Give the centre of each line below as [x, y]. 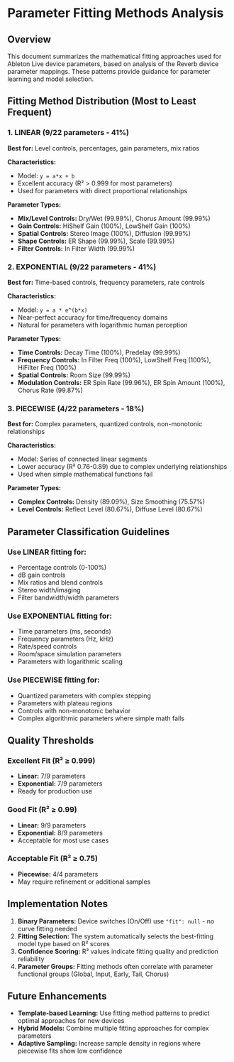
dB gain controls [41, 575]
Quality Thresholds [51, 740]
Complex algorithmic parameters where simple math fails [101, 718]
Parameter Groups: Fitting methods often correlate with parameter [115, 966]
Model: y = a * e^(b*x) [52, 310]
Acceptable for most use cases [63, 840]
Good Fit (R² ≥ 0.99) [42, 810]
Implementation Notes [58, 904]
